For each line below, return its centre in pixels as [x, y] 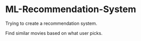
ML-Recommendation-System [71, 9]
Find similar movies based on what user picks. [54, 33]
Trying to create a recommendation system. [51, 23]
